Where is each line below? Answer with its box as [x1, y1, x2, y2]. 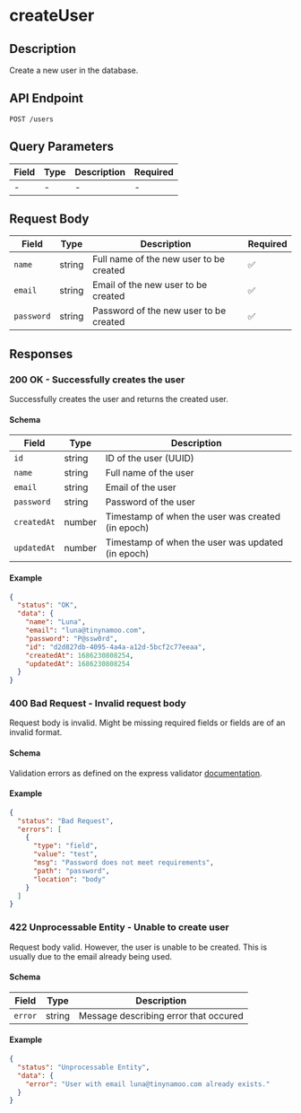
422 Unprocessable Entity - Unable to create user [9, 921, 230, 933]
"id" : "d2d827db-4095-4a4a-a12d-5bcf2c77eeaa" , [25, 643, 206, 652]
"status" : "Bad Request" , [17, 816, 115, 826]
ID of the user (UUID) [105, 452, 194, 465]
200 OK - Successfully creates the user [9, 373, 185, 386]
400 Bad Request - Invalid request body [9, 697, 186, 710]
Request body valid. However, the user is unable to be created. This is [9, 942, 267, 952]
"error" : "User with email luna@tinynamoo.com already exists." [25, 1079, 271, 1089]
